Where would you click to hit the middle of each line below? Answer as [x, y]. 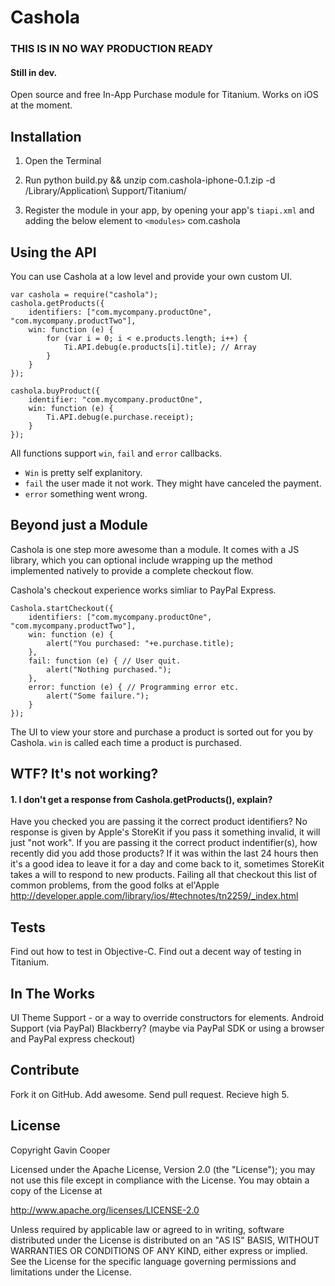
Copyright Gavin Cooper [60, 1150]
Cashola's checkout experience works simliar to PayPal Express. [143, 590]
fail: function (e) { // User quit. [105, 661]
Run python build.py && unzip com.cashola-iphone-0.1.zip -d [150, 180]
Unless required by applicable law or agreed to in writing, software [147, 1229]
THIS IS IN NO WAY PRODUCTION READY [112, 49]
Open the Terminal [63, 161]
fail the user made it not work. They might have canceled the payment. [173, 483]
